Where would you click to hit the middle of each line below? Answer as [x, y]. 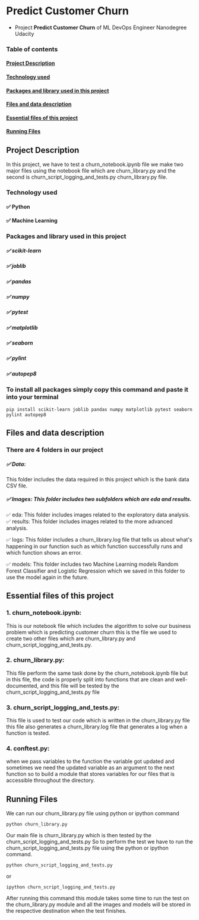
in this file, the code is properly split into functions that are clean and [90, 679]
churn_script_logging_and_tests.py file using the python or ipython [88, 848]
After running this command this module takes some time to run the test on [98, 898]
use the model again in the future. [48, 577]
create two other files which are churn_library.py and [71, 639]
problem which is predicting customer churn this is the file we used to [91, 632]
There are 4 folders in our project [55, 449]
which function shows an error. [44, 552]
